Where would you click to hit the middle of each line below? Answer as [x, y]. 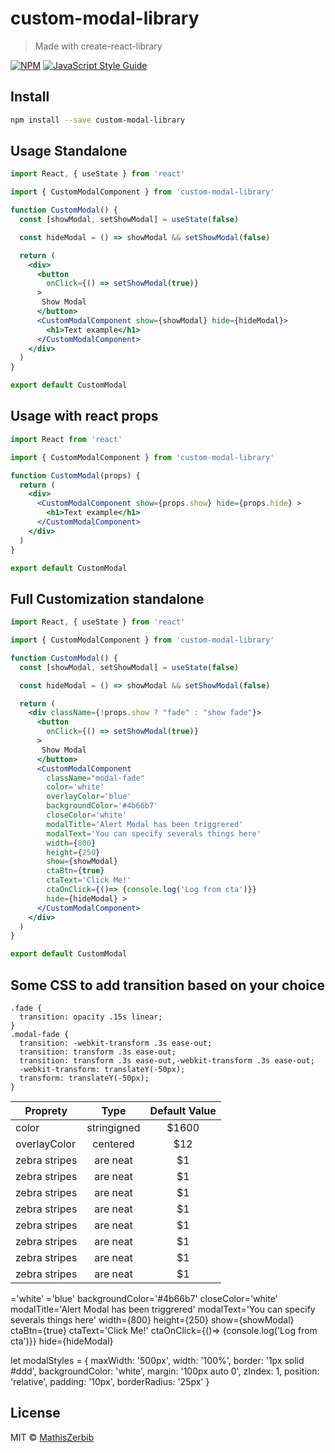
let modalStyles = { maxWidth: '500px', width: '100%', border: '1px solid [157, 1360]
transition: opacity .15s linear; [91, 1017]
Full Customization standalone [107, 598]
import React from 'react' [66, 439]
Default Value [183, 1110]
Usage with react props [84, 416]
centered [113, 1144]
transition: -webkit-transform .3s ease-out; [116, 1043]
